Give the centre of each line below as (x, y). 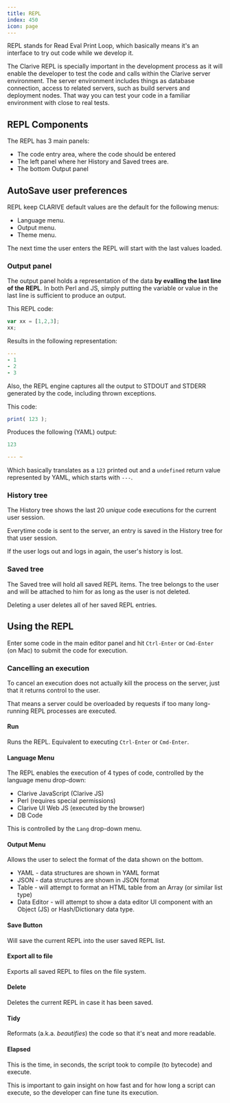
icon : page (23, 26)
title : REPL (24, 13)
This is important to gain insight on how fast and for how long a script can (111, 1085)
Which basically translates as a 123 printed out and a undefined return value (114, 470)
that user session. (32, 538)
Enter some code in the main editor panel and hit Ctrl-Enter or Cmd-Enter (111, 643)
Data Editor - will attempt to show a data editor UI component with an (115, 902)
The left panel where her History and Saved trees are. (93, 161)
